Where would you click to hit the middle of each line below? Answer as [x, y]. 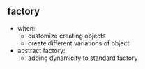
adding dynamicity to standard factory [83, 58]
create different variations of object [78, 43]
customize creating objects [67, 36]
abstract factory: [41, 50]
